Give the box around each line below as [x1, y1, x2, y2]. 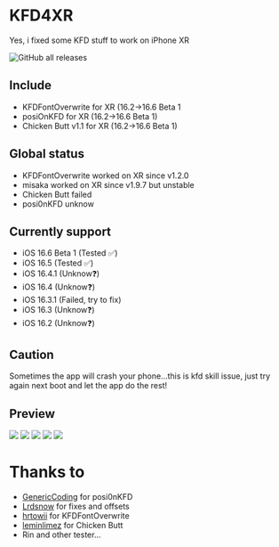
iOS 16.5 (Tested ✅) [21, 257, 94, 268]
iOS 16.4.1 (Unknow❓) [21, 268, 100, 279]
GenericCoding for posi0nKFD [21, 491, 133, 502]
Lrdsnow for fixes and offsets [21, 501, 131, 511]
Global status [9, 146, 84, 161]
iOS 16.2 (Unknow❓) [21, 318, 95, 329]
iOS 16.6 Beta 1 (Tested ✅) [21, 248, 118, 258]
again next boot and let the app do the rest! [9, 380, 168, 391]
